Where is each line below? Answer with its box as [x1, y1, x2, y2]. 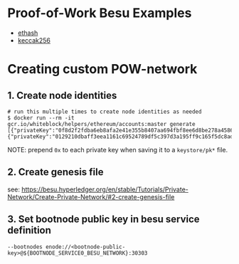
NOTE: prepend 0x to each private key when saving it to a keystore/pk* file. [7, 145, 228, 154]
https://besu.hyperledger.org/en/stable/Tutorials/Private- [21, 185, 188, 194]
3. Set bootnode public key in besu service [7, 213, 201, 226]
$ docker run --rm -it [7, 114, 75, 122]
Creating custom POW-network [7, 61, 198, 78]
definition [7, 224, 52, 236]
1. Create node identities [7, 89, 117, 101]
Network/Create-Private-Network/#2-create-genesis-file [7, 192, 175, 201]
